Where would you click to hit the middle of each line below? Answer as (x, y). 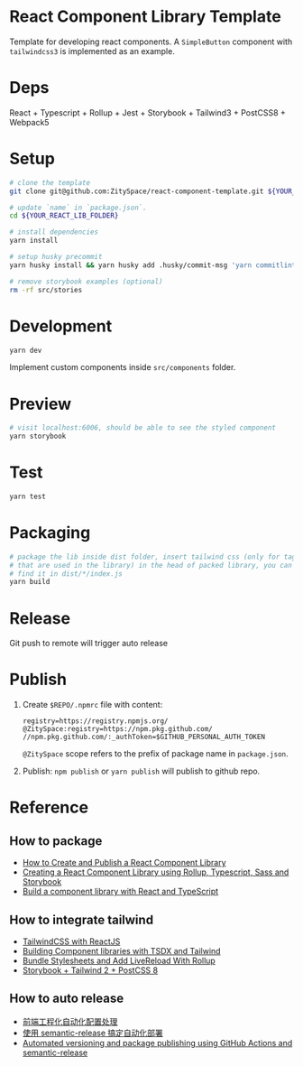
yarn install (34, 241)
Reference (49, 807)
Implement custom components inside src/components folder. (123, 367)
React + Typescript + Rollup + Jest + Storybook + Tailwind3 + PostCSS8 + (147, 112)
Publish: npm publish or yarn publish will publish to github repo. (141, 771)
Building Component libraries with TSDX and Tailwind (121, 951)
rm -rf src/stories (46, 290)
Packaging (50, 533)
